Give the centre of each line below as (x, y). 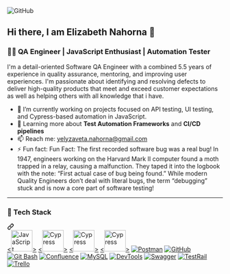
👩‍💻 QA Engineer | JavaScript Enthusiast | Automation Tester (109, 52)
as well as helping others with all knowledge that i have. (86, 96)
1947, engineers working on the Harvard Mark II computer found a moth (118, 159)
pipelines (30, 131)
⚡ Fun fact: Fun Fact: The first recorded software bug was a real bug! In (118, 149)
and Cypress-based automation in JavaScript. (82, 116)
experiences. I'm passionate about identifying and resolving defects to (106, 81)
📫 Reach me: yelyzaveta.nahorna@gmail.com (82, 138)
